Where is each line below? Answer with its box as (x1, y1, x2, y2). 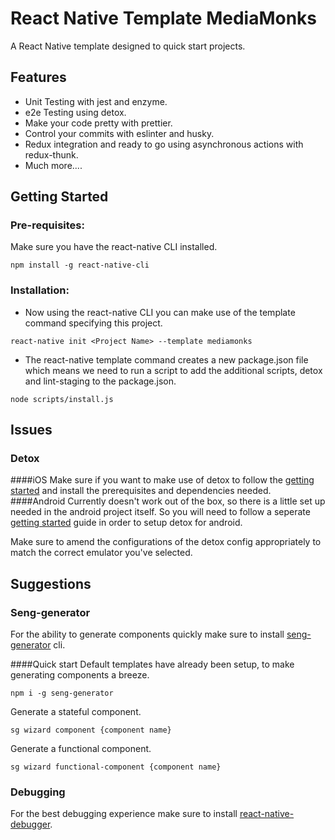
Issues (10, 422, 53, 439)
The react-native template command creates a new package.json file (24, 353, 309, 366)
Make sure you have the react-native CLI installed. (10, 241, 218, 253)
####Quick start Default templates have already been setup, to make (10, 658, 295, 671)
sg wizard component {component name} (10, 725, 172, 736)
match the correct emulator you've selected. (10, 547, 193, 559)
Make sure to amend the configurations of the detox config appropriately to (10, 536, 322, 548)
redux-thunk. (24, 148, 79, 161)
